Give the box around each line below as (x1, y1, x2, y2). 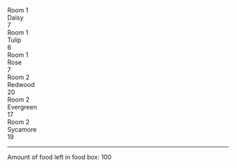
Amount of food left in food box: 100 (7, 153, 112, 161)
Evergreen (7, 103, 37, 111)
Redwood (7, 81, 35, 88)
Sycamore (7, 126, 37, 133)
